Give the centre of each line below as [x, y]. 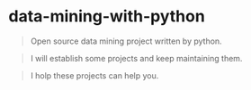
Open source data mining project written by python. [126, 41]
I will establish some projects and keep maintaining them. [136, 58]
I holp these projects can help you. [94, 75]
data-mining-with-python [107, 16]
